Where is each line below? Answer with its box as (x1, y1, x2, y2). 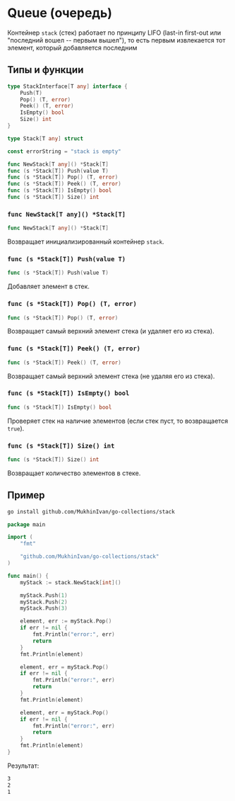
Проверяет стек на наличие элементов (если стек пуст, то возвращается (7, 416, 228, 425)
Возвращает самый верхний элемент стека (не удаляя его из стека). (7, 372, 215, 380)
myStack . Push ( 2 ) (20, 598, 68, 606)
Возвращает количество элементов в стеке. (7, 469, 141, 477)
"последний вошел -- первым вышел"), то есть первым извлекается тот (7, 35, 226, 44)
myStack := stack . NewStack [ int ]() (20, 579, 121, 586)
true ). (7, 424, 25, 433)
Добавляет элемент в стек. (7, 282, 90, 291)
